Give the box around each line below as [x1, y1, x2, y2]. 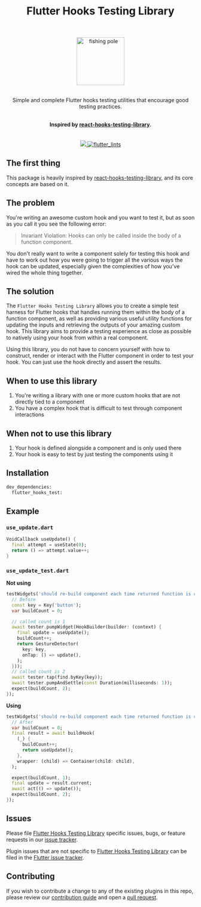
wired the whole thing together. [6, 269, 84, 276]
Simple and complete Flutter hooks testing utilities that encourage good [12, 96, 189, 103]
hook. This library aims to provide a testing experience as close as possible [6, 328, 191, 335]
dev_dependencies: [6, 484, 52, 490]
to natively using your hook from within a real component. [6, 334, 148, 342]
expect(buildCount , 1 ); [11, 774, 71, 781]
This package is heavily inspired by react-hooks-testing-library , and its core [6, 174, 193, 181]
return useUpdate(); [22, 747, 74, 753]
